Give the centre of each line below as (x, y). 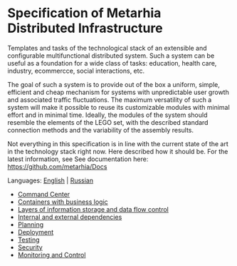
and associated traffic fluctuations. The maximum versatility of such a (110, 99)
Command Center (44, 194)
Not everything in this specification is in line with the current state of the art (118, 143)
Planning (31, 224)
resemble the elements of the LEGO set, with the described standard (108, 122)
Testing (29, 240)
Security (30, 247)
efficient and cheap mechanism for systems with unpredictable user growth (118, 92)
